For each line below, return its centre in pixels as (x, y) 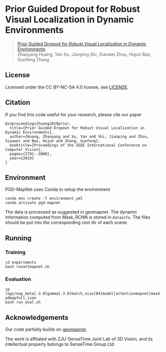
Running (19, 238)
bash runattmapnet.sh (27, 267)
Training (15, 252)
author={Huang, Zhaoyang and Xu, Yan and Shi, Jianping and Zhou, (79, 136)
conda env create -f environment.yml (44, 199)
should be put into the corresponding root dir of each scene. (67, 222)
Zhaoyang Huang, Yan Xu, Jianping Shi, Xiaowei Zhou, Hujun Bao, (84, 54)
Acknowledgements (37, 317)
